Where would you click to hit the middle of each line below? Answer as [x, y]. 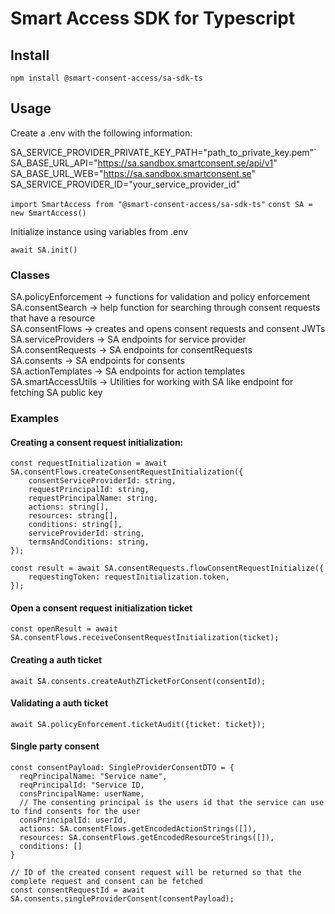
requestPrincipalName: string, [93, 498]
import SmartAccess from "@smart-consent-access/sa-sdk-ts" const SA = [161, 204]
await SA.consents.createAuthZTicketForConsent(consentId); [138, 681]
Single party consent [55, 746]
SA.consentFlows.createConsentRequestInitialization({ [127, 472]
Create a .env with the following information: [101, 133]
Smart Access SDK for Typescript [153, 18]
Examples [35, 419]
